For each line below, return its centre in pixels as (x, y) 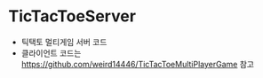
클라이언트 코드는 (51, 53)
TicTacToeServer (72, 16)
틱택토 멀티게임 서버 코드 (64, 42)
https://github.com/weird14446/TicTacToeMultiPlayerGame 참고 (138, 64)
